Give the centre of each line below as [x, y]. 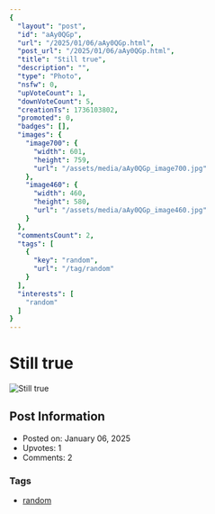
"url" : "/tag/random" [74, 269]
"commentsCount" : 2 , [56, 235]
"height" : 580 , [62, 202]
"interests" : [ [46, 293]
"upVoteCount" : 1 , [52, 93]
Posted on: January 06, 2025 [76, 438]
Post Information [57, 416]
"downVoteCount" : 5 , [56, 101]
